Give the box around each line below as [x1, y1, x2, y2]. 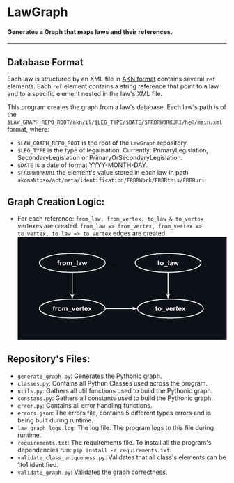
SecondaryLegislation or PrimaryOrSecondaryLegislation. [17, 154, 183, 162]
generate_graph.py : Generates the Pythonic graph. [17, 372, 162, 380]
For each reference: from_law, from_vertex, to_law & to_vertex [17, 214, 204, 223]
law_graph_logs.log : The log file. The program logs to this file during [17, 423, 214, 431]
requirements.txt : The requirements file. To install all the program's [17, 438, 212, 446]
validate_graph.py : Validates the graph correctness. [17, 468, 168, 476]
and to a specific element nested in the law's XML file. [7, 90, 163, 98]
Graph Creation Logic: [7, 196, 105, 207]
